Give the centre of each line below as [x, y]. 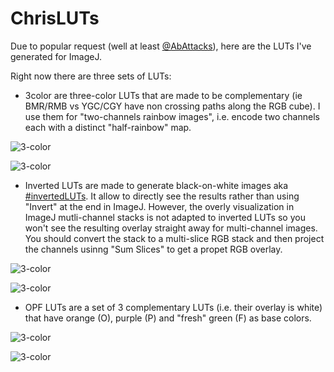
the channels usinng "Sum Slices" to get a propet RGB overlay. [153, 249]
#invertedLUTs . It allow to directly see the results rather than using [162, 196]
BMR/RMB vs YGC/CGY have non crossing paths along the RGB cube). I [172, 106]
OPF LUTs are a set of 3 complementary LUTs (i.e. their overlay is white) [173, 307]
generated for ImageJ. [56, 56]
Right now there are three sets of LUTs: [91, 76]
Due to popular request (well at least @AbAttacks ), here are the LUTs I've [161, 46]
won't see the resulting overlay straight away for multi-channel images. [171, 228]
